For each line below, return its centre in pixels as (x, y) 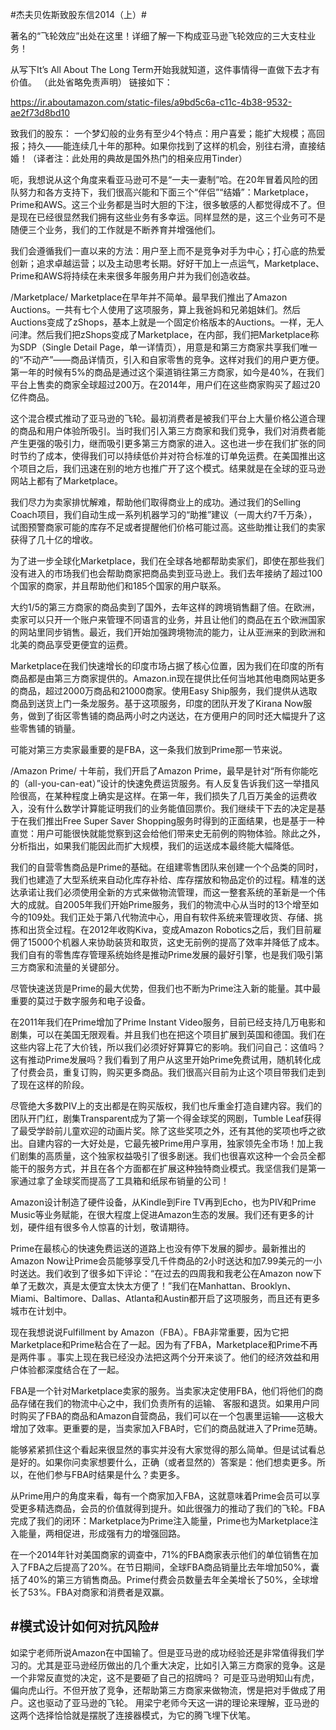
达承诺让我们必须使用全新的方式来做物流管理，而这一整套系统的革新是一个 (163, 892)
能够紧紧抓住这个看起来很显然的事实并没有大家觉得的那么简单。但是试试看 (163, 1449)
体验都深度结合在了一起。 (71, 1369)
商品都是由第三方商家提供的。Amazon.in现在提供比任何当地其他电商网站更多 (168, 678)
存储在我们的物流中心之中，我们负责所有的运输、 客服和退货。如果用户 (164, 1403)
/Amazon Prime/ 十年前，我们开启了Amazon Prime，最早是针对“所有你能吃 (164, 771)
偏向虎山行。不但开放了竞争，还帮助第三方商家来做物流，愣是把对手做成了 (163, 1690)
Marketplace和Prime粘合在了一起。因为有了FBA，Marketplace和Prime (155, 1344)
